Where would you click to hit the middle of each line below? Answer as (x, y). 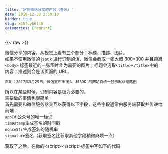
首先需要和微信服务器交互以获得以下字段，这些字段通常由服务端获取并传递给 (84, 104)
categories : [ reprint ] (29, 28)
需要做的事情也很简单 (27, 98)
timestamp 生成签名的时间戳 (33, 123)
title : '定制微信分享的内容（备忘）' (39, 10)
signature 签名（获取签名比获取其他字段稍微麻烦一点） (61, 136)
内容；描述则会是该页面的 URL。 (39, 72)
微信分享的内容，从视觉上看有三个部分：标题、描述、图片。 (66, 53)
